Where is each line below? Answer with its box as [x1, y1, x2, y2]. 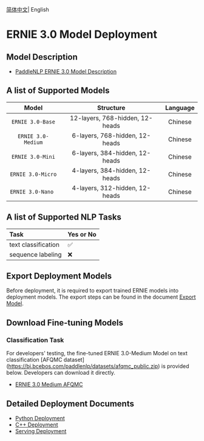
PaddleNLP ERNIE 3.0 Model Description [15, 68, 117, 75]
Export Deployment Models [6, 271, 112, 282]
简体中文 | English [6, 6, 50, 13]
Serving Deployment [15, 427, 67, 434]
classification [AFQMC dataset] [6, 356, 85, 364]
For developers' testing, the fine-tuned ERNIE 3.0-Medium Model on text [6, 350, 188, 357]
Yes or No [67, 230, 97, 238]
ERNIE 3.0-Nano [10, 188, 54, 195]
